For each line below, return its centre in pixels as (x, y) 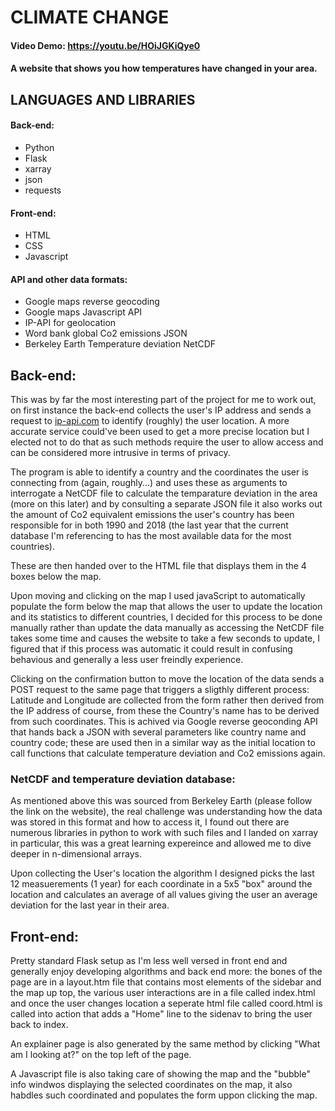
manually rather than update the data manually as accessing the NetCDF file (167, 628)
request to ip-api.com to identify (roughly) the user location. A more (150, 421)
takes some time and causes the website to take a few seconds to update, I (165, 638)
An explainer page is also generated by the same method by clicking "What (165, 1044)
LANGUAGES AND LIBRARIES (103, 99)
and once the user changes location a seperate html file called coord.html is (166, 1003)
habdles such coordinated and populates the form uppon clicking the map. (164, 1095)
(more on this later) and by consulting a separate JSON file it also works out (166, 504)
